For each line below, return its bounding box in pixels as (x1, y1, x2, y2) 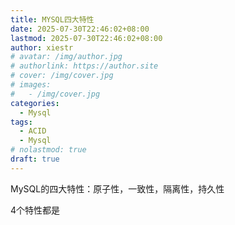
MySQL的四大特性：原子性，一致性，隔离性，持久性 (10, 182, 225, 195)
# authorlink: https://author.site (10, 61, 159, 71)
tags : (10, 117, 33, 127)
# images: (10, 80, 52, 90)
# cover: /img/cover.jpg (10, 71, 114, 81)
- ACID (19, 126, 47, 136)
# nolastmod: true (10, 145, 87, 155)
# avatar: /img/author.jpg (10, 52, 123, 62)
